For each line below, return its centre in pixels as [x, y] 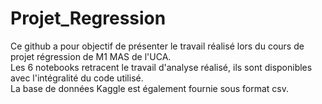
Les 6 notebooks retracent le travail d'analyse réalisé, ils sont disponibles [161, 67]
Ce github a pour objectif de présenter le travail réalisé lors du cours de [157, 46]
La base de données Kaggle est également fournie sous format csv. [150, 88]
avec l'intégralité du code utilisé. [77, 78]
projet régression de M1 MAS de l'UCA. [91, 56]
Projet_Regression [88, 18]
